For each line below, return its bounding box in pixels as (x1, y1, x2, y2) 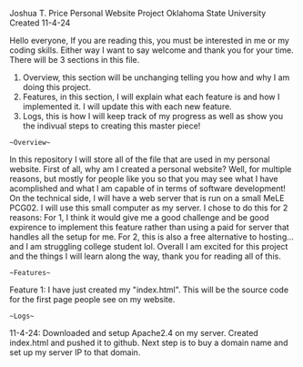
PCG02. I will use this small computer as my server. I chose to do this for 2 (9, 202, 288, 213)
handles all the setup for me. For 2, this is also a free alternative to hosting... (9, 231, 294, 242)
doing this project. (22, 82, 91, 92)
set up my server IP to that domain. (9, 347, 141, 358)
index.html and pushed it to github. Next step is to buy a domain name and (9, 337, 288, 348)
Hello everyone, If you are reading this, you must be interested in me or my (9, 36, 289, 46)
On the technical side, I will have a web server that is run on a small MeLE (9, 193, 285, 203)
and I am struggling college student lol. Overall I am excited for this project (9, 241, 288, 251)
